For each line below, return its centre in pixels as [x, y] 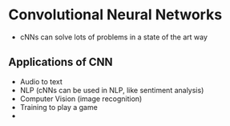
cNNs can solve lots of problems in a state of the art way [114, 37]
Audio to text [41, 81]
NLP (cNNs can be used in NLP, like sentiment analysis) [112, 90]
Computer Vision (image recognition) [81, 99]
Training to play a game [59, 107]
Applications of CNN [61, 62]
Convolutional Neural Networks [115, 15]
